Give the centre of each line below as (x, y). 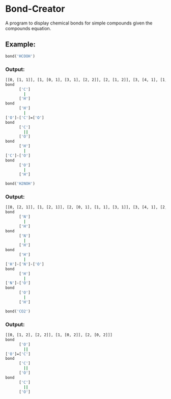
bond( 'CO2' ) (18, 311)
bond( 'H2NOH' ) (20, 184)
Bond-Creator (35, 9)
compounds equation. (28, 28)
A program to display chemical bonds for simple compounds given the (79, 23)
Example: (20, 45)
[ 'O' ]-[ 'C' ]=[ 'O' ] (25, 118)
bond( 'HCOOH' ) (20, 56)
